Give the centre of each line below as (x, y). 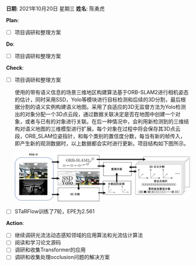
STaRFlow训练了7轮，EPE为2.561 (54, 212)
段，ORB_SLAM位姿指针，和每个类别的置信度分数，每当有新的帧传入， (100, 136)
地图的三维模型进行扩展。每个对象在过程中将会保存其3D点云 (108, 129)
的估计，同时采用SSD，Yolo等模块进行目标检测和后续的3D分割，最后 (98, 100)
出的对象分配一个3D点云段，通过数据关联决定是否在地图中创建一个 (95, 114)
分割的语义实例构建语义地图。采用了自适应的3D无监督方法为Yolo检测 (103, 107)
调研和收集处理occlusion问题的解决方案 (62, 257)
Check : (15, 68)
